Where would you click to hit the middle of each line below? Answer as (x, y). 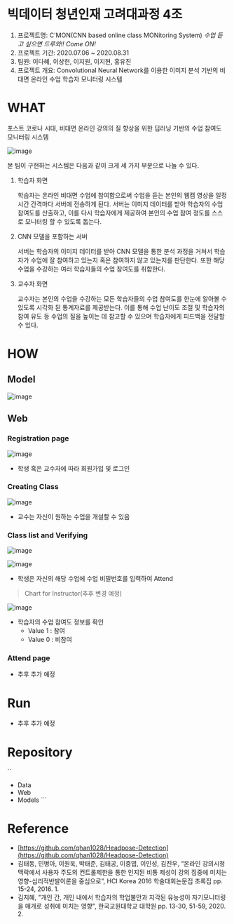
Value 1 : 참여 (46, 631)
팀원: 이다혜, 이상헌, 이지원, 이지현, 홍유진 (74, 61)
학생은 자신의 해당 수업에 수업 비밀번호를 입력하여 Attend (95, 579)
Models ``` (32, 800)
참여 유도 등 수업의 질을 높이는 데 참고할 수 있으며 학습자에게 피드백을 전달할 (121, 316)
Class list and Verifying (48, 535)
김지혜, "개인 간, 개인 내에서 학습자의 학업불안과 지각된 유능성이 (104, 897)
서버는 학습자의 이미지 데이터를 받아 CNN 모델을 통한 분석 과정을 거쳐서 (115, 251)
